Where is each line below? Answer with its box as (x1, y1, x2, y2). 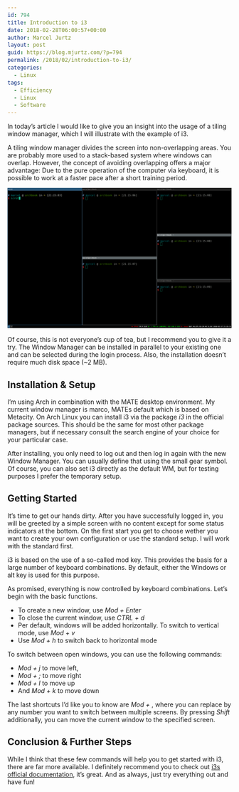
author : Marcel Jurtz (7, 34, 72, 41)
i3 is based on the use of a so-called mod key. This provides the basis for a (7, 556, 228, 564)
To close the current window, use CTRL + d (17, 613, 144, 622)
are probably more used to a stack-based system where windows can (7, 151, 212, 160)
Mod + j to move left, (17, 663, 79, 672)
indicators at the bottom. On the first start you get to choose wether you (7, 526, 218, 535)
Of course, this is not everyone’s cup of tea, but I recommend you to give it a (7, 335, 232, 344)
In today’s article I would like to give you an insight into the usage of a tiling (7, 122, 227, 131)
